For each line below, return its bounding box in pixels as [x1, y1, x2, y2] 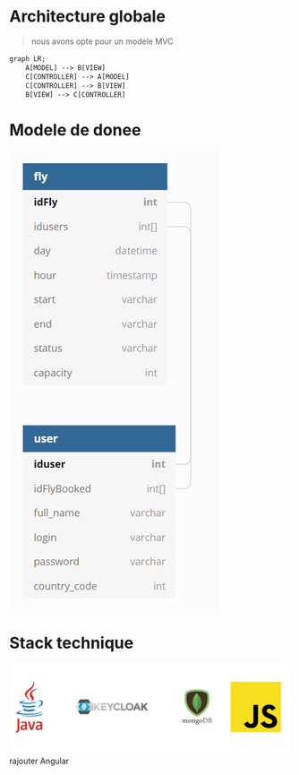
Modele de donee [9, 120, 141, 141]
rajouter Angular [9, 755, 70, 766]
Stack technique [9, 633, 134, 653]
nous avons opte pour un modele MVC [30, 36, 174, 47]
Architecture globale [9, 6, 166, 27]
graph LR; [9, 54, 47, 64]
